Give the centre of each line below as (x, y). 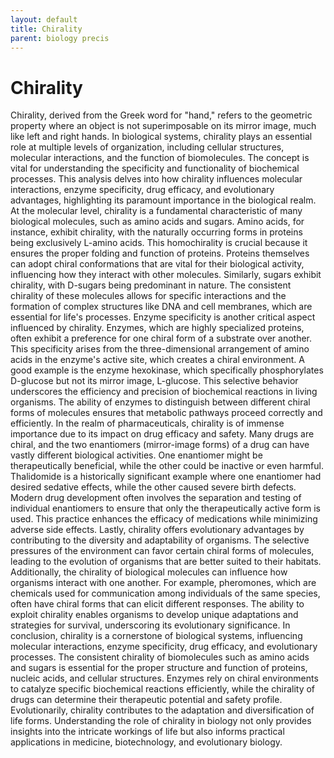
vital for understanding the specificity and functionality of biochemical (155, 168)
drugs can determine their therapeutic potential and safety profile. (146, 700)
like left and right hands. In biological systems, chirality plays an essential (161, 137)
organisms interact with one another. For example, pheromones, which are (163, 583)
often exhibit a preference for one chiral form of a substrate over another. (161, 338)
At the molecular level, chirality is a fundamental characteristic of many (156, 211)
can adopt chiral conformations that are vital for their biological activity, (157, 264)
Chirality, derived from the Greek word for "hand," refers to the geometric (161, 115)
